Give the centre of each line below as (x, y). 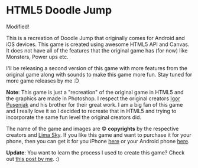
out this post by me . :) (33, 159)
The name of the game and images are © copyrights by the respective (92, 129)
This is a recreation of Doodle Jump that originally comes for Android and (95, 38)
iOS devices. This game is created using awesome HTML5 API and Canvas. (98, 44)
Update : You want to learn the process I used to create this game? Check (95, 152)
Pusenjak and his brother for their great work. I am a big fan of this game (95, 104)
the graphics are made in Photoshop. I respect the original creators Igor (93, 98)
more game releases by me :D (43, 81)
